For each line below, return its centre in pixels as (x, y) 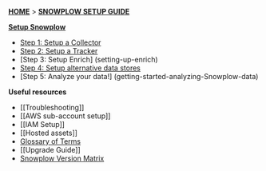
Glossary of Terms (50, 141)
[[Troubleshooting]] (52, 107)
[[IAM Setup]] (42, 124)
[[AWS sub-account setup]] (65, 116)
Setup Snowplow (37, 27)
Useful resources (38, 92)
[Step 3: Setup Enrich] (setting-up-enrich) (89, 60)
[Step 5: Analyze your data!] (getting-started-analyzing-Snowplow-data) (139, 76)
